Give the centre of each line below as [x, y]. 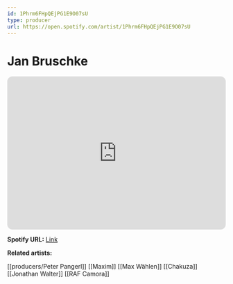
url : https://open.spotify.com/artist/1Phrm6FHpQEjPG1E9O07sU [99, 26]
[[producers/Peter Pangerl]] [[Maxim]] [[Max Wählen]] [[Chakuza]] [102, 267]
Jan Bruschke [48, 61]
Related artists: [30, 253]
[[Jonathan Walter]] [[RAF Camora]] [58, 274]
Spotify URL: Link [33, 239]
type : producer [29, 20]
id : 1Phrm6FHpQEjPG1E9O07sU [48, 14]
